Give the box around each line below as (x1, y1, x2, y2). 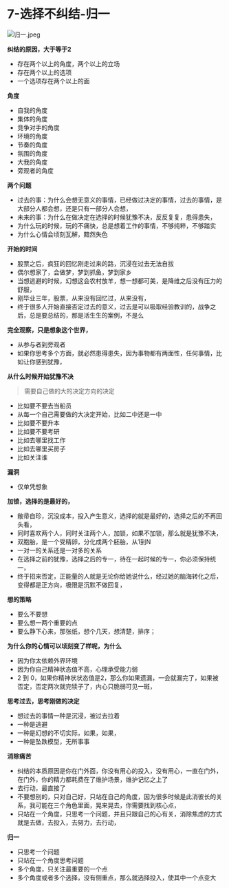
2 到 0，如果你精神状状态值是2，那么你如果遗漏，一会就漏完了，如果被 (17, 673, 219, 682)
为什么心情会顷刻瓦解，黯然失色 (17, 230, 108, 238)
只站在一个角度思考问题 (17, 856, 84, 865)
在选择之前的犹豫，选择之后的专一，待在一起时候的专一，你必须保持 (17, 555, 210, 563)
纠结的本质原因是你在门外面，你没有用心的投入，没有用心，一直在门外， (17, 766, 222, 775)
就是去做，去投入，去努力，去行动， (17, 818, 120, 827)
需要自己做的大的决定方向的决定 (23, 386, 115, 395)
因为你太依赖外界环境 (17, 656, 78, 665)
